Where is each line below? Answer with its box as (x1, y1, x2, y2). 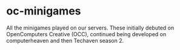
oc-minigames (6, 4, 81, 18)
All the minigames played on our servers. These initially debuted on (6, 24, 175, 31)
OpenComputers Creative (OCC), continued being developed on (6, 30, 167, 37)
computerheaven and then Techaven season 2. (6, 37, 124, 44)
